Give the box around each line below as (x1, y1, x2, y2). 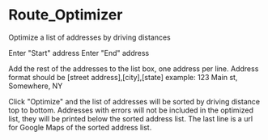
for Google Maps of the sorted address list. (8, 122, 152, 132)
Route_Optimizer (8, 6, 123, 24)
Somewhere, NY (8, 81, 63, 91)
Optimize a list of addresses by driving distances (8, 32, 172, 42)
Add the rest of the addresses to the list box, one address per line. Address (8, 63, 259, 74)
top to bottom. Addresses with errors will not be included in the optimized (8, 105, 253, 115)
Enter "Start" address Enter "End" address (8, 48, 150, 57)
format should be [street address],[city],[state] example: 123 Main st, (8, 72, 238, 82)
